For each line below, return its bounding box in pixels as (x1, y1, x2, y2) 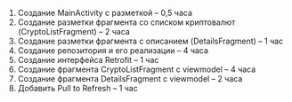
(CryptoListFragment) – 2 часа (17, 27, 131, 36)
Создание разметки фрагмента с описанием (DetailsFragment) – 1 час (17, 35, 284, 46)
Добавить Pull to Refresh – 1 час (17, 83, 138, 93)
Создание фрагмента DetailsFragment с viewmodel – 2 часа (17, 74, 243, 83)
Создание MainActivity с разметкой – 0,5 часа (17, 8, 193, 18)
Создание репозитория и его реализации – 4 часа (17, 45, 209, 56)
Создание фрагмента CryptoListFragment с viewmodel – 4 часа (17, 64, 256, 75)
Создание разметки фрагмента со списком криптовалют (17, 17, 236, 27)
